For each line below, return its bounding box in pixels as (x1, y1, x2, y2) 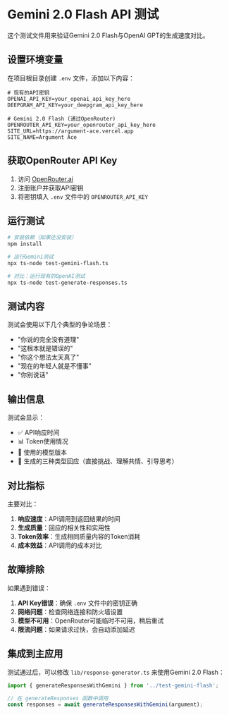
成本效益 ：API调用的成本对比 (17, 541, 102, 550)
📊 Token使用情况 (17, 437, 68, 446)
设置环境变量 (7, 54, 63, 66)
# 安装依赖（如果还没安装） (7, 234, 78, 241)
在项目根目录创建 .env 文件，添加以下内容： (7, 73, 135, 82)
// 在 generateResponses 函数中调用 (7, 695, 109, 702)
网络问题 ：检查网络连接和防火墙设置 (17, 607, 123, 616)
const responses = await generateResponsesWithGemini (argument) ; (7, 701, 203, 709)
